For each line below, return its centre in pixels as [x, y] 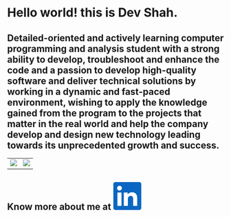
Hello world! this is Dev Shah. [92, 13]
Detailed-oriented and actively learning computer [115, 38]
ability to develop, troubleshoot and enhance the [113, 59]
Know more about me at [59, 206]
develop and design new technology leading [104, 134]
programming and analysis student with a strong [113, 48]
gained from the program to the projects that [104, 113]
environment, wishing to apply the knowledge [107, 102]
